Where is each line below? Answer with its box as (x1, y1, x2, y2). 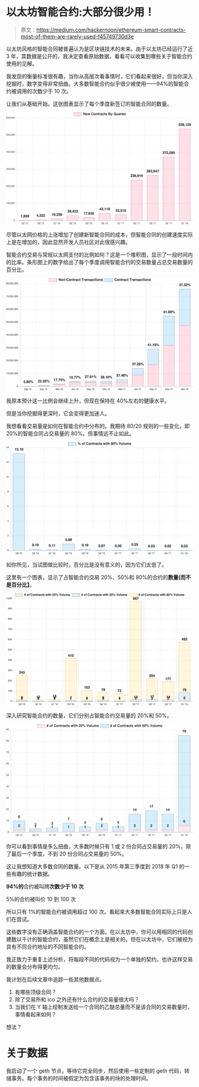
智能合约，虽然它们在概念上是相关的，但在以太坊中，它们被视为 (37, 936, 193, 943)
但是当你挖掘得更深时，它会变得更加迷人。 (6, 410, 110, 417)
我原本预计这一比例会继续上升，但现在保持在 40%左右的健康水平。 (6, 397, 170, 404)
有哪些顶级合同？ (14, 988, 57, 996)
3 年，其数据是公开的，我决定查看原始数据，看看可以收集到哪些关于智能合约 (6, 52, 192, 59)
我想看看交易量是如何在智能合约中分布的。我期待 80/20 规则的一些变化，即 (6, 423, 190, 430)
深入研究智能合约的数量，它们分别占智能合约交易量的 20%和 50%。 (6, 712, 172, 719)
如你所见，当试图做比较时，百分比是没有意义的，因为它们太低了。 (6, 561, 167, 568)
